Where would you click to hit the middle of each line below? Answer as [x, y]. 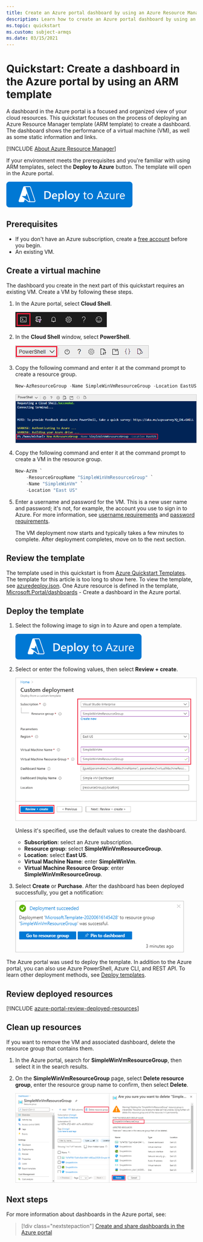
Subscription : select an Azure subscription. [79, 843]
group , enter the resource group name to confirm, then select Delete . [101, 1084]
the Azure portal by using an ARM [92, 82]
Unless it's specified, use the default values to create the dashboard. [101, 830]
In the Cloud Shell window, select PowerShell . [73, 337]
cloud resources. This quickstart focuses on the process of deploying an [97, 118]
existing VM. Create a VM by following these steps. [70, 292]
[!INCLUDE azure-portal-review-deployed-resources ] [73, 1009]
